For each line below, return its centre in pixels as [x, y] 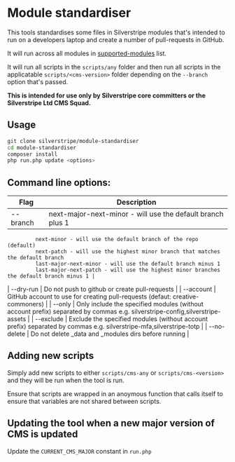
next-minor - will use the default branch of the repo [117, 240]
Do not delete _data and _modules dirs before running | [110, 334]
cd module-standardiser [42, 148]
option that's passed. [38, 81]
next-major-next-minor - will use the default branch [136, 214]
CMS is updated [43, 434]
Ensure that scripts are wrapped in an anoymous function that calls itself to [115, 393]
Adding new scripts [51, 356]
